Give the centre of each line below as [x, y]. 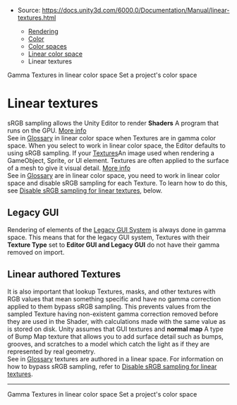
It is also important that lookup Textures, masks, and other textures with [111, 291]
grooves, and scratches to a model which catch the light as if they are [109, 344]
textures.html [37, 18]
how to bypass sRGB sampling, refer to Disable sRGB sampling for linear [112, 366]
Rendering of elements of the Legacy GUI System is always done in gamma [117, 229]
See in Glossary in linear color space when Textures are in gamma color [112, 138]
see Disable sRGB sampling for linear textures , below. [85, 191]
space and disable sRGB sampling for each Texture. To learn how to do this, [117, 183]
